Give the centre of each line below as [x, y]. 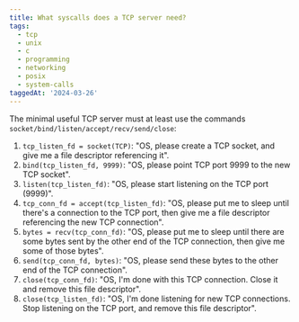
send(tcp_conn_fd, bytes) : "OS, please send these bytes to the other [150, 260]
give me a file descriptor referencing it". [96, 155]
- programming [44, 59]
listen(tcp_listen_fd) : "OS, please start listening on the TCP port [145, 183]
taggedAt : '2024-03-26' [54, 93]
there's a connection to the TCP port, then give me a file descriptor [146, 212]
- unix [30, 43]
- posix [32, 76]
